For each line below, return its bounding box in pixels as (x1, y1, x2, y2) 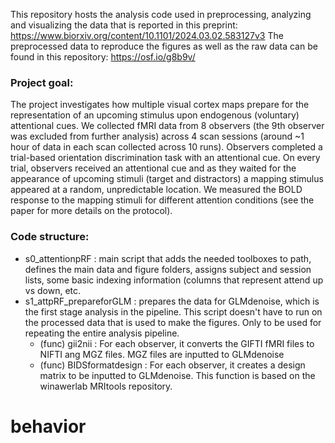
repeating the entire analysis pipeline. (24, 327, 180, 339)
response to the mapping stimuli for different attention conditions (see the (10, 194, 315, 206)
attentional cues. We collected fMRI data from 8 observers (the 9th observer (10, 120, 325, 132)
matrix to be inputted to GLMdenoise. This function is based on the (39, 369, 316, 381)
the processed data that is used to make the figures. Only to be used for (24, 316, 322, 328)
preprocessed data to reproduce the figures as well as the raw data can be (10, 40, 318, 52)
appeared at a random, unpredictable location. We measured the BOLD (10, 184, 303, 196)
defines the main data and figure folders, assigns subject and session (24, 263, 312, 275)
